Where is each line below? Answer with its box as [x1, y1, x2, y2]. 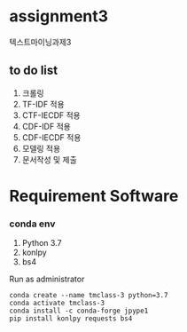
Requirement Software [9, 186, 179, 206]
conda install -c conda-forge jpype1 [9, 306, 149, 316]
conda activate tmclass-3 [9, 299, 105, 308]
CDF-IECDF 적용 [21, 131, 82, 143]
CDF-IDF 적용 [21, 121, 71, 131]
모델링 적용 [21, 143, 61, 154]
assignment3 [9, 6, 109, 27]
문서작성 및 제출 [21, 154, 77, 165]
